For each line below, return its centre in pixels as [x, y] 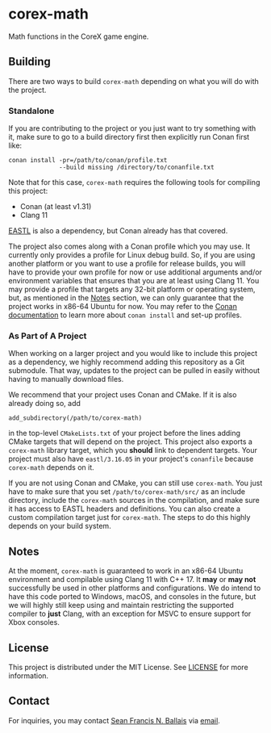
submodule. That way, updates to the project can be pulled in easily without [134, 371]
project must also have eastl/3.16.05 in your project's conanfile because [131, 459]
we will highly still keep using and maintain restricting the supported [121, 605]
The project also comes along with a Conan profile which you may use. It [129, 246]
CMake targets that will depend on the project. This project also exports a [130, 442]
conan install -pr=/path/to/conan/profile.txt [88, 161]
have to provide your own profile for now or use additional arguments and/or [135, 272]
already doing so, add [44, 404]
